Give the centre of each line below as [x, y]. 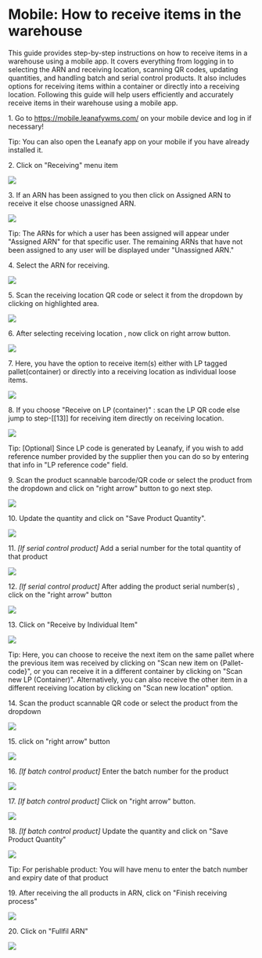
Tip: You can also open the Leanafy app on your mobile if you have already [129, 141]
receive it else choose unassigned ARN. [72, 203]
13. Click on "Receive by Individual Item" [73, 625]
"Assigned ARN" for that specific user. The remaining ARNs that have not [126, 242]
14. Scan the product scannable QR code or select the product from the [123, 703]
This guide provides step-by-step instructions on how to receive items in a [128, 53]
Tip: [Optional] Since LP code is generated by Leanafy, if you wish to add [126, 448]
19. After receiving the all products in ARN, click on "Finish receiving [118, 893]
